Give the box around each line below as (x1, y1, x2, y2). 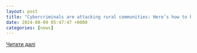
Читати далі (6, 41, 36, 48)
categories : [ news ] (6, 24, 54, 31)
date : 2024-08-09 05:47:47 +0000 (6, 19, 88, 25)
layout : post (6, 8, 38, 15)
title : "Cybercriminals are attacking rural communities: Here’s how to (6, 14, 188, 20)
